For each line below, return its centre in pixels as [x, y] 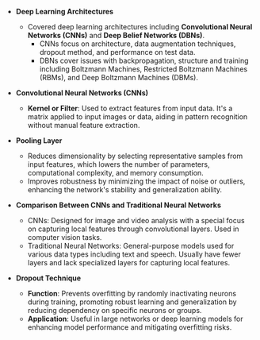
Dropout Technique [48, 278]
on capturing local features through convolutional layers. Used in [133, 229]
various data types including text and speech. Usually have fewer [134, 254]
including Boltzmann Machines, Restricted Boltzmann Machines [143, 69]
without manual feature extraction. [84, 125]
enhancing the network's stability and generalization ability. [125, 189]
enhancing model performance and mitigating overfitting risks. [130, 327]
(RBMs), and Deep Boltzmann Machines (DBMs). [119, 77]
